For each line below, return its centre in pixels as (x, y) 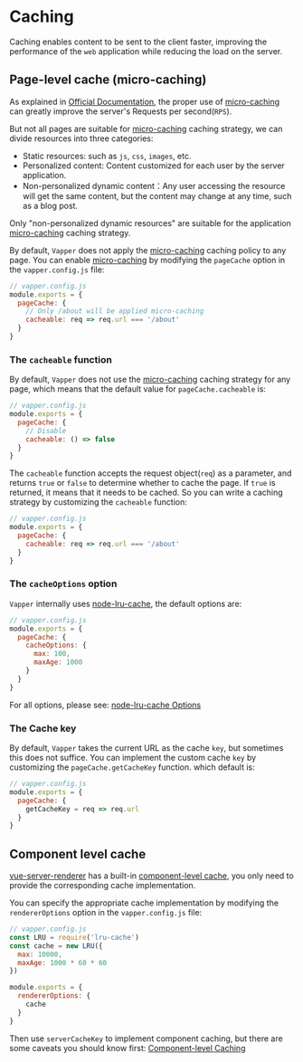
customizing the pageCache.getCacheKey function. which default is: (132, 767)
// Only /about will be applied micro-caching (115, 311)
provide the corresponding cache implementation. (103, 886)
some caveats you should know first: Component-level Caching (128, 1048)
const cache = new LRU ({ (56, 946)
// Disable (46, 431)
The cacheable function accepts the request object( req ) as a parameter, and (151, 473)
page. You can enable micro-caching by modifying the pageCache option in (147, 260)
